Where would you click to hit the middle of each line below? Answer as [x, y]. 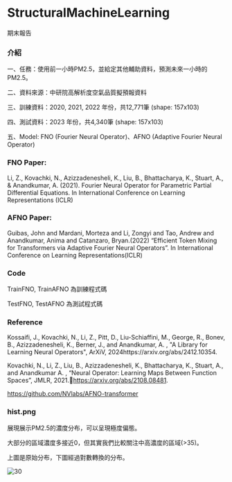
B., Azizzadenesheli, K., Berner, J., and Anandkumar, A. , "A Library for [107, 344]
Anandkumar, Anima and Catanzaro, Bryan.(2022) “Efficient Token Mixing [112, 240]
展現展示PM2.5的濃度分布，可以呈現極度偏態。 [74, 428]
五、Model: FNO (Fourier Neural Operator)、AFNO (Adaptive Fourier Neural [115, 137]
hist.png [22, 412]
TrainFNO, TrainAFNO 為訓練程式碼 [57, 289]
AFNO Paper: [29, 218]
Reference [25, 322]
